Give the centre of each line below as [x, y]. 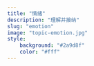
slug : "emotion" [30, 26]
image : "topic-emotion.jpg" [48, 33]
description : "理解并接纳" [43, 20]
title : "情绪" [27, 13]
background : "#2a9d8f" [52, 45]
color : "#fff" [40, 52]
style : [17, 39]
